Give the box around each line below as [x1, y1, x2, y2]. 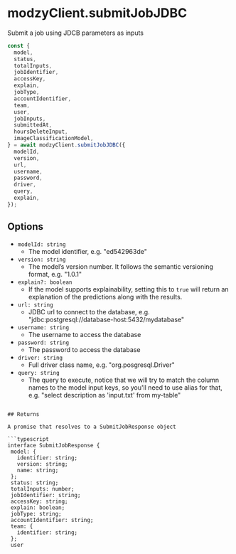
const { [7, 42, 31, 49]
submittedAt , [14, 122, 53, 129]
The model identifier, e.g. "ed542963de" [28, 247, 147, 255]
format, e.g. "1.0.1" [28, 270, 82, 278]
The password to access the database [28, 345, 141, 353]
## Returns [7, 410, 40, 417]
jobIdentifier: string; [10, 491, 81, 499]
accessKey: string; [10, 498, 69, 505]
